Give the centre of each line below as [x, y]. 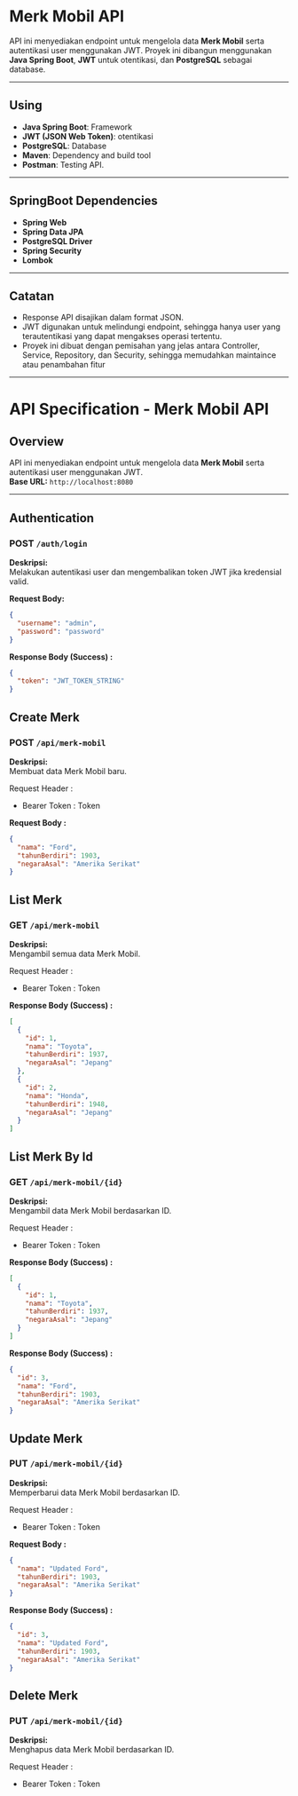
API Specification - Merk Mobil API [139, 409]
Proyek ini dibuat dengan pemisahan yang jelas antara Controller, [141, 346]
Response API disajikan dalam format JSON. [103, 318]
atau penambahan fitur [64, 365]
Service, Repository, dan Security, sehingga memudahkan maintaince [149, 355]
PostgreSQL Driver [57, 241]
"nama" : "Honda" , [57, 1096]
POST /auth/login [48, 543]
